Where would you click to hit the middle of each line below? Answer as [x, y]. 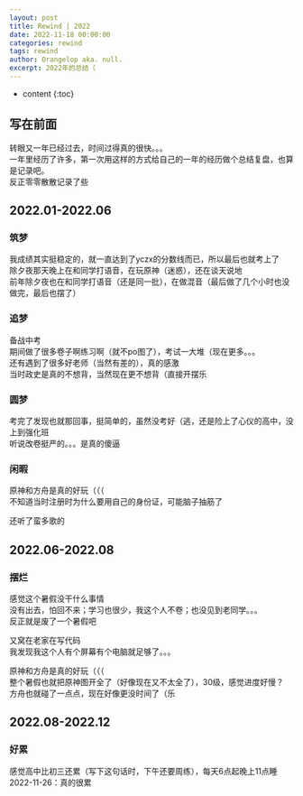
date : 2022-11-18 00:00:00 [60, 34]
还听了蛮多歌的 [37, 521]
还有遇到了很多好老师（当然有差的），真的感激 [94, 363]
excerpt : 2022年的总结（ [53, 69]
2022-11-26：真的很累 [50, 782]
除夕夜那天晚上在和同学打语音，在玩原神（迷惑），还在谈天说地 [126, 271]
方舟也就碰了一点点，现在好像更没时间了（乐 [92, 693]
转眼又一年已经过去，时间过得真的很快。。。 [88, 148]
